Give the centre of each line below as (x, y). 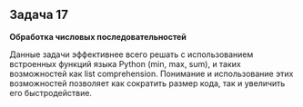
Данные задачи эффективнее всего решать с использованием (131, 54)
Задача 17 (39, 15)
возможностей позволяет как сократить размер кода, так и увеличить (147, 83)
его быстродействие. (51, 92)
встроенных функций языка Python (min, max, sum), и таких (125, 63)
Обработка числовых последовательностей (98, 36)
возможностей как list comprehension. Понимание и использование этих (151, 73)
